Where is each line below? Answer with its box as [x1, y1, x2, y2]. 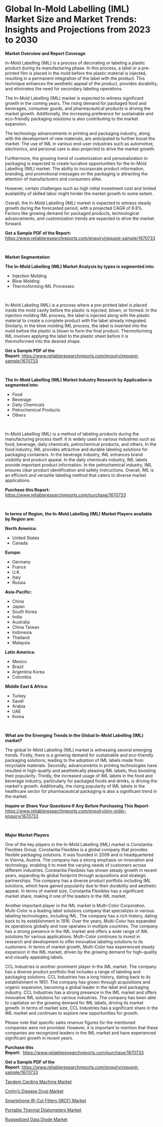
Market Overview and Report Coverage [5, 50, 86, 56]
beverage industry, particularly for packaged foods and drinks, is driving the [5, 778, 158, 784]
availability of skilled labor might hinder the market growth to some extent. [5, 191, 153, 196]
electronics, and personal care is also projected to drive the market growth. [5, 146, 155, 152]
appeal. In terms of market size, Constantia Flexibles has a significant [5, 888, 144, 894]
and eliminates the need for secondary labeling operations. [5, 86, 123, 91]
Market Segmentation [5, 254, 50, 260]
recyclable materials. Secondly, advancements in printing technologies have [5, 762, 157, 768]
